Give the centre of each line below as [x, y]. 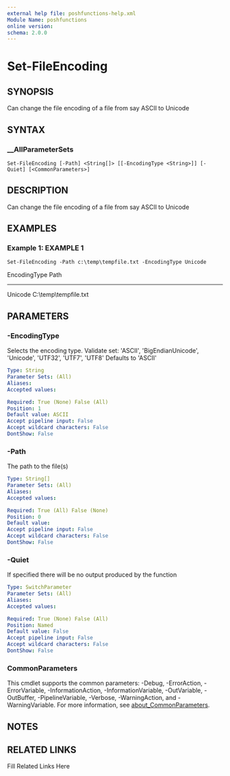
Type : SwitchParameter [39, 587]
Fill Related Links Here [39, 766]
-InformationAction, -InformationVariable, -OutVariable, [125, 690]
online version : [30, 26]
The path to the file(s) [38, 466]
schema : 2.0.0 [27, 33]
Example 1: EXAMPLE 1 [46, 248]
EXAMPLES [32, 229]
